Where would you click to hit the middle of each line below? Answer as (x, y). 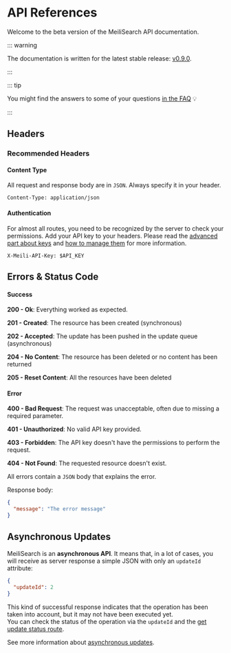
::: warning (22, 45)
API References (52, 13)
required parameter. (35, 416)
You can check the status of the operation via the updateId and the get (107, 621)
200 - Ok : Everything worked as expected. (68, 310)
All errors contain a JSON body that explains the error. (82, 477)
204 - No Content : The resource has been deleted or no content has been (112, 357)
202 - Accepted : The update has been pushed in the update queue (102, 336)
